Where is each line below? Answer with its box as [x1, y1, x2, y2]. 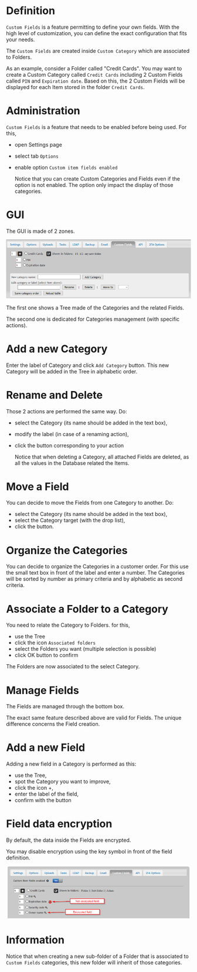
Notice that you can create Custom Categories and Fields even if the [14, 175, 181, 182]
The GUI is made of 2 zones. [6, 227, 75, 234]
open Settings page [14, 141, 63, 148]
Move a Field [6, 480, 69, 493]
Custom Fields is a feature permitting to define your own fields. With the [6, 23, 180, 30]
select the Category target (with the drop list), [14, 517, 125, 524]
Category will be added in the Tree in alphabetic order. [6, 368, 138, 375]
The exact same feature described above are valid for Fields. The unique [6, 714, 182, 722]
